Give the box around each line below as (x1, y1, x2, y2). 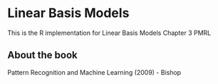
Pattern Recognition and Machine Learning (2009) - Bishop (7, 68, 182, 76)
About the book (7, 49, 78, 61)
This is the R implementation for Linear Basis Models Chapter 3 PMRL (7, 28, 212, 37)
